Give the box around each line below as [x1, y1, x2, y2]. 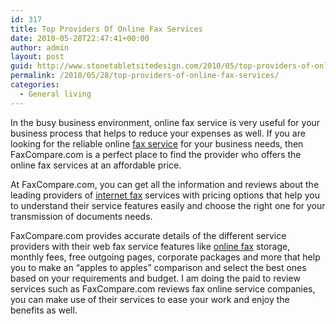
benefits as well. [10, 304, 78, 316]
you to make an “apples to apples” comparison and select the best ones [10, 261, 307, 273]
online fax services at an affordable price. [10, 159, 182, 171]
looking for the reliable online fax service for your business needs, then [10, 137, 304, 150]
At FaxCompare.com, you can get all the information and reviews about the [10, 178, 320, 190]
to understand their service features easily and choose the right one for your [10, 199, 326, 211]
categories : [10, 80, 60, 90]
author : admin [10, 42, 70, 53]
